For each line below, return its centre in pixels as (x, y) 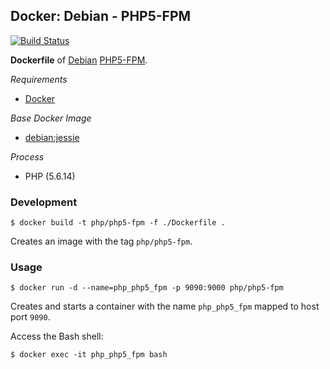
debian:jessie (52, 137)
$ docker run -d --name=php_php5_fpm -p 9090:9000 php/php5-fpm (147, 288)
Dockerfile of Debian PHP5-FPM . (79, 60)
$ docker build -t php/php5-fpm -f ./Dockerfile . (118, 223)
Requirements (39, 79)
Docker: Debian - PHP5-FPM (101, 16)
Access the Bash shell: (57, 336)
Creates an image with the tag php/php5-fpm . (101, 241)
